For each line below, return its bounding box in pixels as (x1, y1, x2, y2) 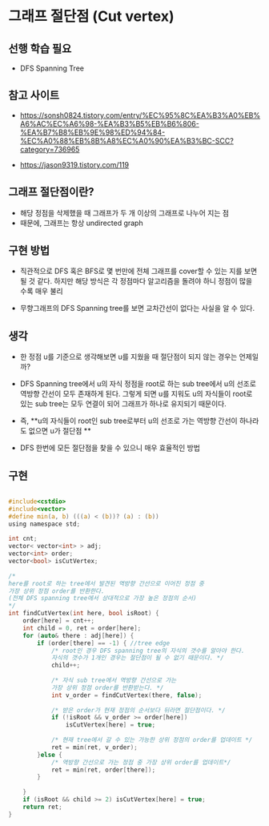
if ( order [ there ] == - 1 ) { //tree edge (37, 639, 171, 647)
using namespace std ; (8, 520, 81, 528)
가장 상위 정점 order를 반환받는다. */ (50, 683, 164, 691)
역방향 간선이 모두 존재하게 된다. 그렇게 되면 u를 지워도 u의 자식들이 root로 (19, 389, 253, 399)
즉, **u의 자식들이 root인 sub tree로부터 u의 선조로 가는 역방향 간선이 (19, 416, 238, 425)
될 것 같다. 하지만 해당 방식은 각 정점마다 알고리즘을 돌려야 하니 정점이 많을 (19, 276, 253, 286)
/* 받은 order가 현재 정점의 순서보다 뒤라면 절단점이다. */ (50, 706, 226, 714)
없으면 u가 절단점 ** (28, 426, 91, 436)
